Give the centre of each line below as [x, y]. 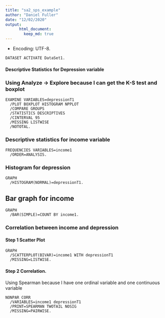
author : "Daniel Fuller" [32, 15]
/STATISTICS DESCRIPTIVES [38, 113]
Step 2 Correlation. [26, 271]
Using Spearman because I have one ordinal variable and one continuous [83, 283]
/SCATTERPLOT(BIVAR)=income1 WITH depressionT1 [62, 255]
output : [14, 24]
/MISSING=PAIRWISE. [31, 311]
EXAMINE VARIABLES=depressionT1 [40, 100]
